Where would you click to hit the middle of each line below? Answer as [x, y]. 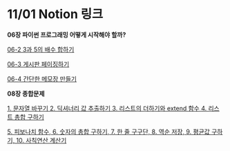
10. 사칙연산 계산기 [41, 140]
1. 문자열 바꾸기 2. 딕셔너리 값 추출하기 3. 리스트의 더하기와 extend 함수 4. [107, 108]
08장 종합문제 [26, 94]
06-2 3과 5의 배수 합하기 [41, 49]
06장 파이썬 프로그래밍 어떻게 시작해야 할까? [67, 35]
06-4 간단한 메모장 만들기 [42, 79]
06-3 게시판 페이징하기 [38, 64]
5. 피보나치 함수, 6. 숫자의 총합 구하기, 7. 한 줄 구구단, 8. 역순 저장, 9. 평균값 [109, 132]
